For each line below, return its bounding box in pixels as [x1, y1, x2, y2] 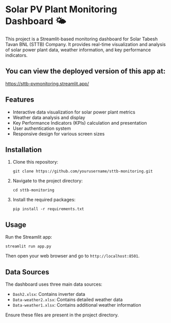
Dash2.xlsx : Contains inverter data [12, 291, 85, 297]
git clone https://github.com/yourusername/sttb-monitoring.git [12, 169, 153, 174]
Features [5, 96, 34, 104]
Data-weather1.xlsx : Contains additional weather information [12, 302, 141, 308]
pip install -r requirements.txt [12, 206, 84, 212]
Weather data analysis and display [12, 114, 85, 121]
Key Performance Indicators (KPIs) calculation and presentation [12, 120, 147, 126]
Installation [5, 145, 42, 154]
